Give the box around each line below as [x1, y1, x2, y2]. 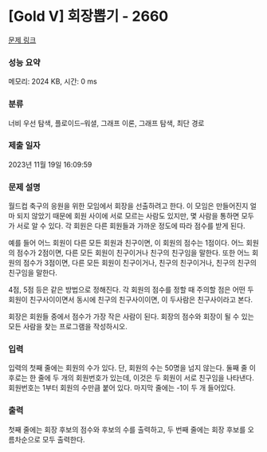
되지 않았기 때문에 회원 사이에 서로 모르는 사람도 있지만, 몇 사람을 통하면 [16, 211, 240, 221]
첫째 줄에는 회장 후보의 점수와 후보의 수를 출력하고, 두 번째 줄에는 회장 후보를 [8, 424, 246, 434]
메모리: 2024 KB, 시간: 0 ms [8, 77, 97, 86]
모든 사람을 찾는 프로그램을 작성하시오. [8, 322, 128, 332]
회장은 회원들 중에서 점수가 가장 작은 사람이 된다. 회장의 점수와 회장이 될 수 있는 [8, 312, 255, 321]
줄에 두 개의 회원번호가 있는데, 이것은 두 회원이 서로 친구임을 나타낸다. [37, 373, 255, 383]
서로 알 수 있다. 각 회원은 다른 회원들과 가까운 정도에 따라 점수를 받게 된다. [16, 221, 245, 231]
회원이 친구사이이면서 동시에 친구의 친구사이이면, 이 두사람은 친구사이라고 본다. [8, 295, 253, 305]
